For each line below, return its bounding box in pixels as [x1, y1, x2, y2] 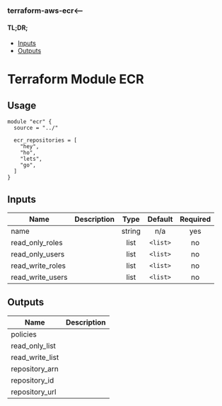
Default [147, 214, 173, 224]
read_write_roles [11, 261, 66, 271]
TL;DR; [7, 23, 28, 32]
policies [11, 329, 37, 339]
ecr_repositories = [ [13, 137, 78, 144]
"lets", [20, 155, 42, 163]
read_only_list [11, 341, 57, 351]
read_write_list [11, 352, 59, 362]
